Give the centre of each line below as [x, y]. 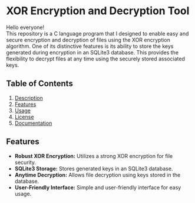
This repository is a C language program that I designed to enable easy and [97, 33]
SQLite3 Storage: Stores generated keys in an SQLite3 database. [94, 168]
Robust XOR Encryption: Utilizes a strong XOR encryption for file [93, 156]
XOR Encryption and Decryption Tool [98, 11]
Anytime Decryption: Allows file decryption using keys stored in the [97, 175]
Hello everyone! [25, 27]
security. [25, 162]
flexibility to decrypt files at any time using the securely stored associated [96, 59]
